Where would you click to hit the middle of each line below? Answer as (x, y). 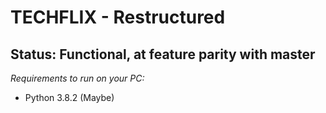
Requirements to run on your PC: (77, 78)
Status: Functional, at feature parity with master (163, 54)
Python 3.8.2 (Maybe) (69, 97)
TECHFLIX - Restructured (118, 17)
